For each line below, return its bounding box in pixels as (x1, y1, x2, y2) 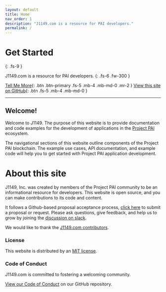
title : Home (5, 12, 30, 17)
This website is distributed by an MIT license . (5, 248, 97, 254)
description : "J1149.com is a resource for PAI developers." (5, 21, 134, 26)
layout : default (5, 7, 39, 12)
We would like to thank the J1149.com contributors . (5, 224, 109, 230)
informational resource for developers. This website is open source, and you (5, 189, 161, 195)
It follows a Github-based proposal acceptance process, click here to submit (5, 204, 161, 210)
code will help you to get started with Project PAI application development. (5, 150, 157, 156)
